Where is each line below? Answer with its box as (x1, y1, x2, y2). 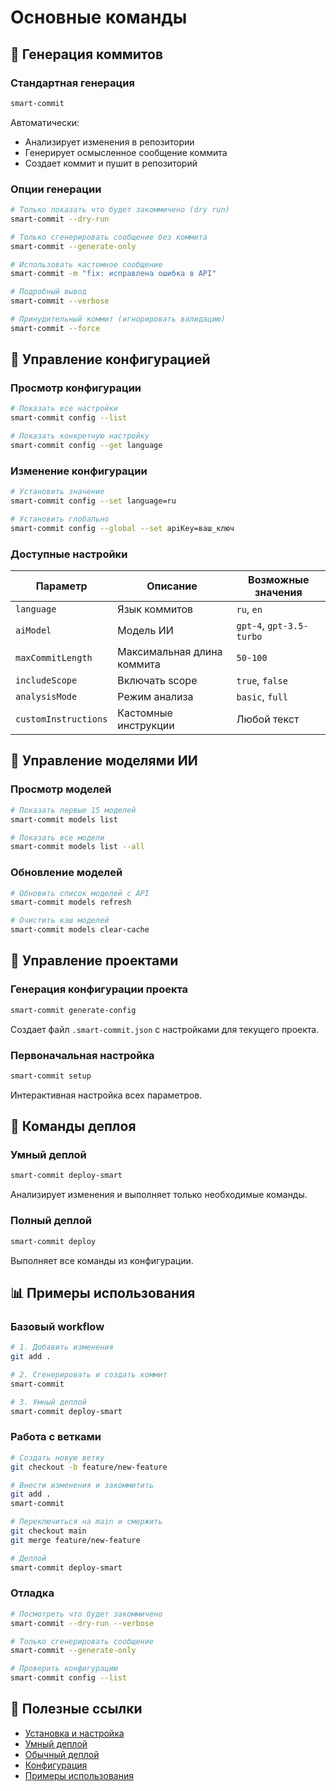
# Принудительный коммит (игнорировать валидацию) (10, 314, 226, 325)
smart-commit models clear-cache (10, 925, 150, 935)
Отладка (10, 1586, 55, 1600)
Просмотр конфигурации (10, 381, 142, 395)
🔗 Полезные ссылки (10, 1701, 143, 1718)
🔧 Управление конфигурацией (10, 351, 211, 368)
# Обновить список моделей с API (10, 888, 150, 898)
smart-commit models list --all (10, 842, 145, 852)
